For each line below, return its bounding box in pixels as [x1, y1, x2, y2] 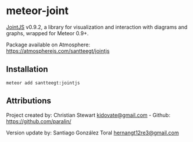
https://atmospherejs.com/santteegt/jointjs [6, 47, 110, 54]
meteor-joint [6, 4, 69, 18]
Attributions [6, 96, 52, 106]
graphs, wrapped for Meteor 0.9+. [6, 29, 89, 36]
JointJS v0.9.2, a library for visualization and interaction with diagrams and [6, 23, 188, 31]
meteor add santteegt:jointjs [6, 80, 81, 86]
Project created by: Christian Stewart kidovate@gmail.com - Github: [6, 111, 171, 119]
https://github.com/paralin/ [6, 117, 72, 124]
